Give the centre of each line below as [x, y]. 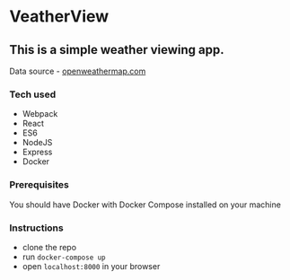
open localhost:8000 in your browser [91, 266]
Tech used [33, 94]
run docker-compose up [64, 257]
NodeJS [37, 143]
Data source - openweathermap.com [78, 71]
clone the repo [49, 247]
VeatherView [59, 17]
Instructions [37, 228]
